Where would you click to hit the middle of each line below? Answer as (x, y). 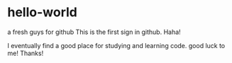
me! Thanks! (26, 53)
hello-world (43, 12)
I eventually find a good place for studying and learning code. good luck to (116, 45)
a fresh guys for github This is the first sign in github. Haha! (94, 32)
